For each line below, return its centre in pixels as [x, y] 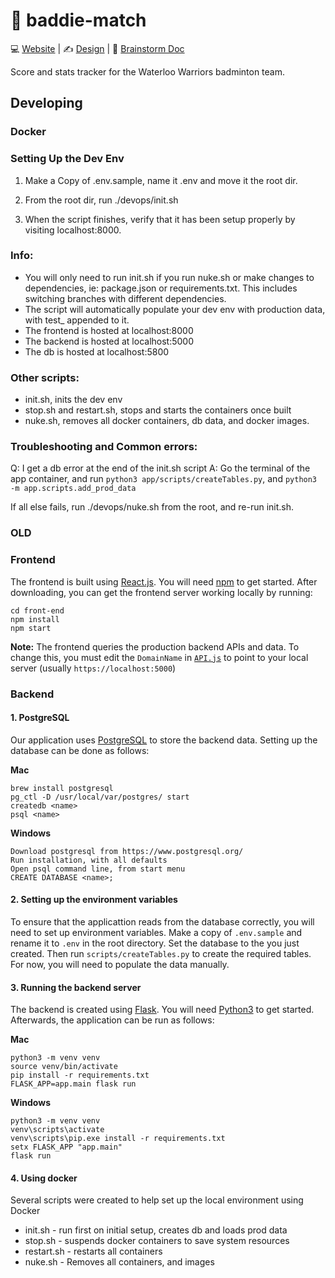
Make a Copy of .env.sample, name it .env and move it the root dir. [161, 180]
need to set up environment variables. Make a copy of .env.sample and [156, 932]
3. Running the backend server [76, 987]
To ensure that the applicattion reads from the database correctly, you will [162, 921]
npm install [35, 619]
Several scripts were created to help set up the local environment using [157, 1200]
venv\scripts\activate [57, 1130]
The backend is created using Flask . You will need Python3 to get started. [162, 1010]
